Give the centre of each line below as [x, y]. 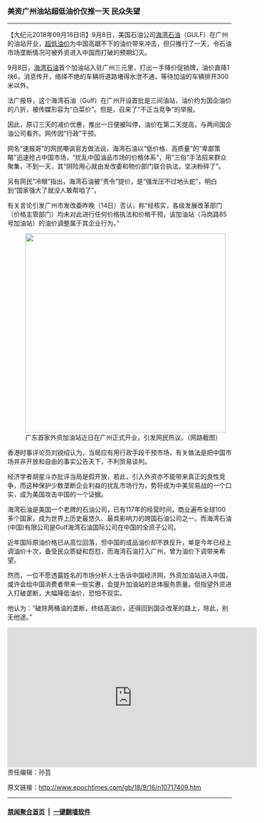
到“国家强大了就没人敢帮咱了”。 [54, 191]
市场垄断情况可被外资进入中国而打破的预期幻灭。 [79, 53]
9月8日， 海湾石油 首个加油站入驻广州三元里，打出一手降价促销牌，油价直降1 [118, 68]
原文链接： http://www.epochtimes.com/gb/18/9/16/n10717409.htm [104, 787]
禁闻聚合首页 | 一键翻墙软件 [49, 812]
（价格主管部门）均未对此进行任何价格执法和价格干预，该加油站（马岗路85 [117, 214]
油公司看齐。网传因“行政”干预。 [54, 134]
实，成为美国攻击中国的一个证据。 [57, 494]
